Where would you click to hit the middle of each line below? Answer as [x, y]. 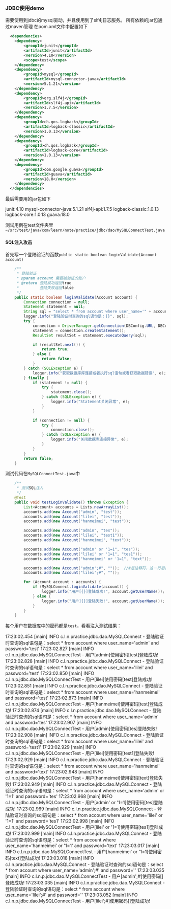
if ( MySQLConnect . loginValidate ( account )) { [80, 587]
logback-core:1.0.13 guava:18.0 [37, 215]
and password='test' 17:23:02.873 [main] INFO [54, 698]
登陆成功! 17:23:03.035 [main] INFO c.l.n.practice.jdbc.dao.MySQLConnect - [85, 883]
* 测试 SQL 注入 [30, 488]
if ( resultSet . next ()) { [59, 345]
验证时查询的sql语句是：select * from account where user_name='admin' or [85, 791]
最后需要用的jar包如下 [28, 199]
